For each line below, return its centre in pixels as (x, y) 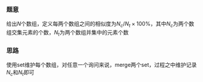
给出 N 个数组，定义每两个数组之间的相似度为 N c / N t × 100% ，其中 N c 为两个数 (100, 24)
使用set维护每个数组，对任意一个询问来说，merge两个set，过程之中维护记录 (101, 65)
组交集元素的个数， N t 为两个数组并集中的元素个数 (68, 33)
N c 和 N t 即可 (20, 73)
